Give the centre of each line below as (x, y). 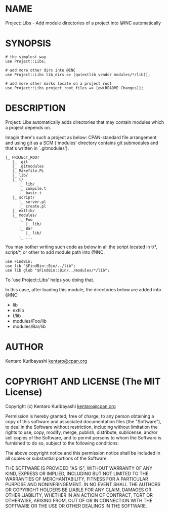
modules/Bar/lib (29, 326)
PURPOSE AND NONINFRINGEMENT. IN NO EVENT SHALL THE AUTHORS (83, 484)
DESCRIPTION (35, 108)
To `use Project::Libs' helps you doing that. (50, 280)
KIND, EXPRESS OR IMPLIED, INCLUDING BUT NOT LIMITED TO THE (77, 473)
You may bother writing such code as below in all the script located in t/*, (81, 247)
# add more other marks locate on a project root (59, 83)
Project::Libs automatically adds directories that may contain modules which (85, 122)
